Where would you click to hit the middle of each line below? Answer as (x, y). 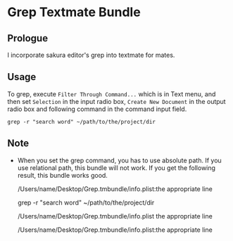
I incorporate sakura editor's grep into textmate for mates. (91, 55)
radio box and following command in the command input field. (97, 109)
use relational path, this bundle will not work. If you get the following (116, 168)
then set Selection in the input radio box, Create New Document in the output (117, 101)
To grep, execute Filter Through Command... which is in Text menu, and (112, 94)
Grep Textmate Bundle (74, 12)
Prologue (27, 38)
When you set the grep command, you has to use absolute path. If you (119, 160)
